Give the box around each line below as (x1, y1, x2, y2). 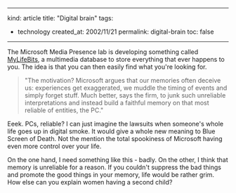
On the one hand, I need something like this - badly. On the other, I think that (7, 156, 228, 164)
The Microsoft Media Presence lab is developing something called (7, 48, 199, 56)
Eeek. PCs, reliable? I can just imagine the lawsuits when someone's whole (7, 120, 223, 128)
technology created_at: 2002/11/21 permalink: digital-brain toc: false (17, 27, 214, 36)
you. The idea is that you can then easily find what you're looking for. (7, 62, 207, 71)
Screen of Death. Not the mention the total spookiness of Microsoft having (7, 135, 223, 142)
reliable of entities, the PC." (24, 106, 104, 114)
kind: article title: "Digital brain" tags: (7, 14, 114, 22)
